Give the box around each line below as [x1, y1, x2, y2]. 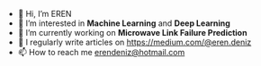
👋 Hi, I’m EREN [17, 9, 72, 19]
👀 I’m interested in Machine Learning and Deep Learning [17, 18, 231, 29]
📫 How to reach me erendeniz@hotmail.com [17, 47, 185, 57]
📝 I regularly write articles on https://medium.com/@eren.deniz [17, 37, 252, 47]
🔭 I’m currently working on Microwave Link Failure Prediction [17, 28, 247, 37]
